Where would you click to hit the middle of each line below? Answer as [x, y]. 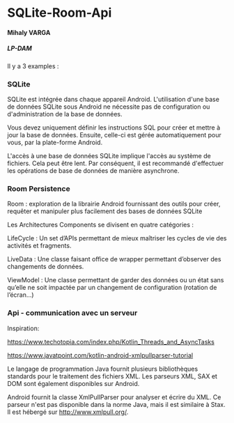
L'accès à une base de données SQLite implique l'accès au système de [109, 156]
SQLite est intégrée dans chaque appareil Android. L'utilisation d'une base [113, 100]
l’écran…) [21, 295]
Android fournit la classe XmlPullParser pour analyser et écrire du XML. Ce [114, 397]
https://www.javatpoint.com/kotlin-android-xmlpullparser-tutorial [100, 355]
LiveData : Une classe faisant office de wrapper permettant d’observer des [114, 259]
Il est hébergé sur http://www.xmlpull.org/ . [68, 412]
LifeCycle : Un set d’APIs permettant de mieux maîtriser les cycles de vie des [117, 238]
